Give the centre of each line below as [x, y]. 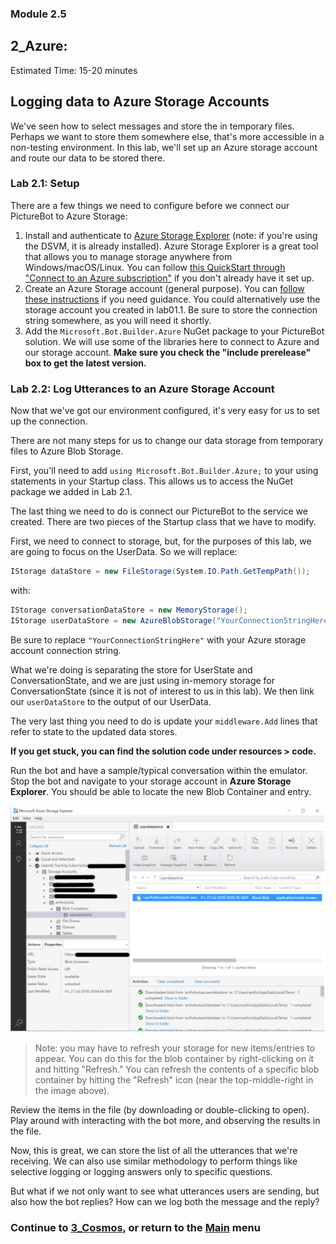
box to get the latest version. [85, 363]
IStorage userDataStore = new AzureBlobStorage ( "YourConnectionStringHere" [171, 620]
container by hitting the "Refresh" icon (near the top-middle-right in [174, 1079]
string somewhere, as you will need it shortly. [118, 320]
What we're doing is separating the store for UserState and [131, 669]
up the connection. [49, 421]
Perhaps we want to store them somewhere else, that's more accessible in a [167, 136]
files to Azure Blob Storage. [67, 451]
